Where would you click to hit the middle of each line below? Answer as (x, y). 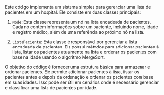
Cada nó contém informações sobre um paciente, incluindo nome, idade (85, 27)
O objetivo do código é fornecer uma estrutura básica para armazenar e (78, 67)
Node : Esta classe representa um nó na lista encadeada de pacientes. (82, 22)
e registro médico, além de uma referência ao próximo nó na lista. (78, 32)
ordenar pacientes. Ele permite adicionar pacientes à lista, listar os (72, 72)
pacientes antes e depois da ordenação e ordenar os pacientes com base (79, 77)
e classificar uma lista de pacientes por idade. (51, 87)
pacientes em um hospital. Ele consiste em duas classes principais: (73, 12)
